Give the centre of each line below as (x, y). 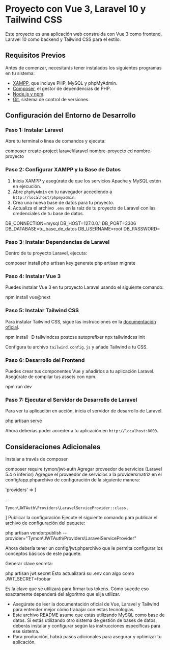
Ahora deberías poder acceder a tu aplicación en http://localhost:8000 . (82, 431)
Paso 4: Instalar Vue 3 (33, 276)
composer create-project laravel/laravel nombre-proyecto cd (69, 151)
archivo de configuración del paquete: (45, 523)
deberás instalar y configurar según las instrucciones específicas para (87, 626)
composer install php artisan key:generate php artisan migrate (70, 263)
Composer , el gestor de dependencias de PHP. (62, 88)
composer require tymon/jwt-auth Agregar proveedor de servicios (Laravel (84, 469)
